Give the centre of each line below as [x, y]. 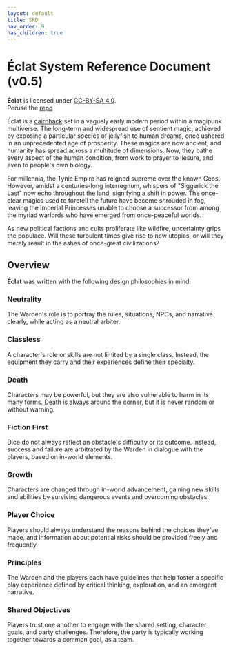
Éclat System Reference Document [109, 67]
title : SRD [23, 20]
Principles [24, 562]
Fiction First [28, 427]
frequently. [22, 545]
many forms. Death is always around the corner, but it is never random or [111, 402]
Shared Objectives [39, 610]
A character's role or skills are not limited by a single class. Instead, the [108, 354]
